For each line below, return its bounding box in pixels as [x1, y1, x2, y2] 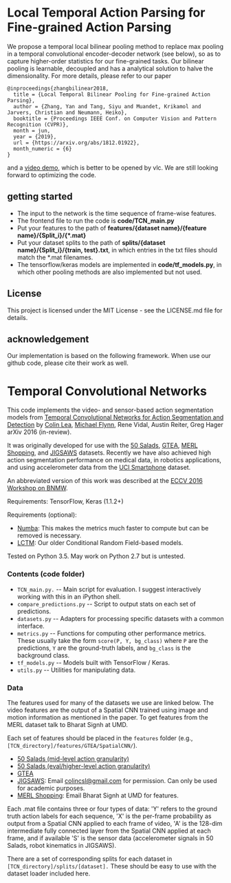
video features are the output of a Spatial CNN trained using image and [7, 706, 208, 714]
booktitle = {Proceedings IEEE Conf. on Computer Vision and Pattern [13, 115, 217, 122]
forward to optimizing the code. [7, 170, 96, 179]
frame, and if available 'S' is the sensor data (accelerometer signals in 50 [7, 833, 214, 842]
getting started [7, 191, 73, 203]
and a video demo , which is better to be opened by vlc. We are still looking [7, 163, 219, 172]
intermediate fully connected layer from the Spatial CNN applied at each [7, 826, 211, 835]
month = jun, [13, 127, 51, 134]
